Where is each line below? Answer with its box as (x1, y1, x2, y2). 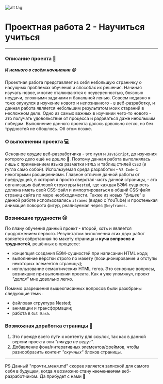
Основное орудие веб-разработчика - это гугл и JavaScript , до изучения (5, 151, 157, 157)
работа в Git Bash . (12, 310, 50, 316)
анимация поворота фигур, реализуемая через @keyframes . (5, 203, 127, 208)
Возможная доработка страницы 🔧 (5, 322, 93, 329)
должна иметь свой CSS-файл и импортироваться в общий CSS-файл (5, 187, 150, 193)
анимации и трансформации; (12, 305, 73, 311)
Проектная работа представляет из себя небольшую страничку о (5, 79, 142, 85)
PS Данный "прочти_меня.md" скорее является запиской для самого (5, 363, 149, 368)
